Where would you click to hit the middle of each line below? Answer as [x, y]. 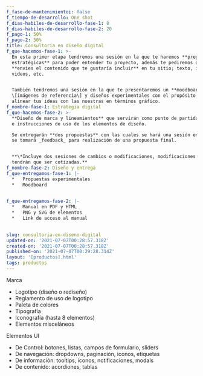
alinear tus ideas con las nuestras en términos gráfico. [86, 101]
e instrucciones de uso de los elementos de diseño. [79, 124]
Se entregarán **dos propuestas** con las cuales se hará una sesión [101, 135]
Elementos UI [23, 335]
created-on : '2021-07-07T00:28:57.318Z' [58, 246]
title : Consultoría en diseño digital [55, 46]
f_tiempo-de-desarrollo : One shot [50, 18]
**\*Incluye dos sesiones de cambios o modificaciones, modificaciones [104, 157]
